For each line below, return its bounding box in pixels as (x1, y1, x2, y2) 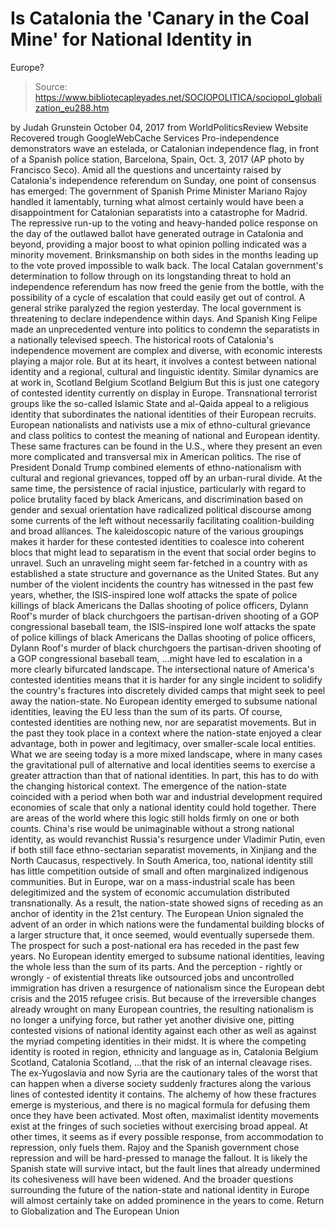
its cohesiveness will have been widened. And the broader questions (10, 1173, 294, 1185)
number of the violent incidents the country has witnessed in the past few (10, 578, 314, 590)
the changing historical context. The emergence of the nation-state (10, 780, 287, 792)
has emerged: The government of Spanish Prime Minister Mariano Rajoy (10, 185, 308, 197)
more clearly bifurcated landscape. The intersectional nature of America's (10, 663, 315, 675)
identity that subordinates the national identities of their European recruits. (10, 408, 317, 420)
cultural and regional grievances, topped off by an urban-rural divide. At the (10, 472, 323, 484)
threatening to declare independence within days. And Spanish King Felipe (10, 312, 318, 324)
